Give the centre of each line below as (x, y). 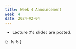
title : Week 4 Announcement (33, 9)
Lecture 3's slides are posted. (42, 33)
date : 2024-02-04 (23, 18)
